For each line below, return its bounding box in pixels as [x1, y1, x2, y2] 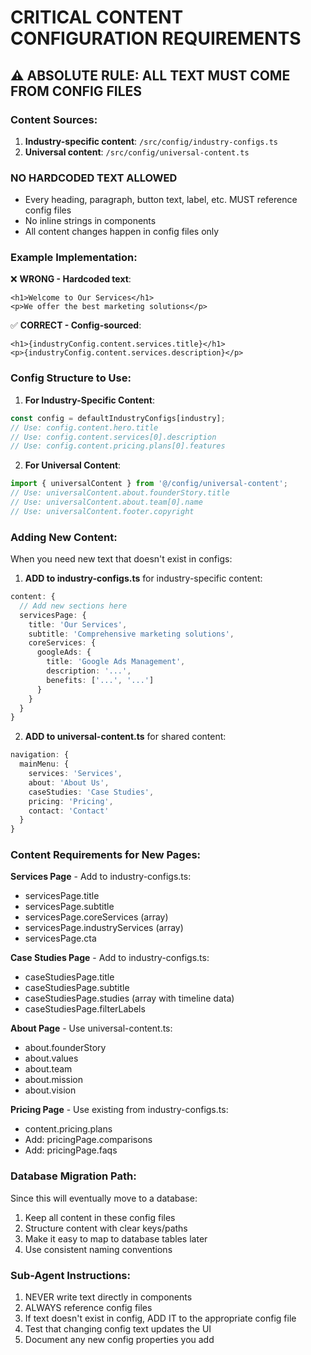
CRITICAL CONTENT [10, 6, 184, 29]
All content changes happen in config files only [24, 226, 220, 238]
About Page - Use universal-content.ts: [10, 1022, 173, 1035]
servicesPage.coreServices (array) [24, 911, 169, 923]
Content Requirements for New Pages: [10, 848, 202, 862]
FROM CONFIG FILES [10, 82, 143, 100]
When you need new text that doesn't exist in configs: [10, 553, 233, 565]
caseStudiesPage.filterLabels [24, 1003, 146, 1015]
